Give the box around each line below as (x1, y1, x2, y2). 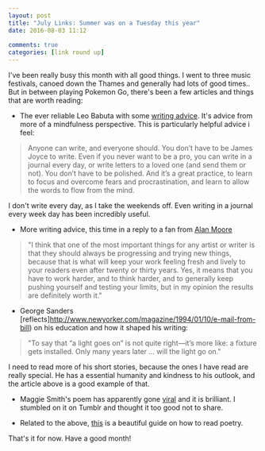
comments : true (8, 41, 59, 49)
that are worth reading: (8, 96, 83, 105)
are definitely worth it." (27, 291, 102, 300)
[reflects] (19, 314, 50, 324)
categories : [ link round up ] (8, 48, 105, 56)
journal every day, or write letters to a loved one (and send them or (27, 160, 247, 169)
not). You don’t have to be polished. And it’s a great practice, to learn (27, 168, 252, 178)
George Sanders (19, 306, 74, 315)
